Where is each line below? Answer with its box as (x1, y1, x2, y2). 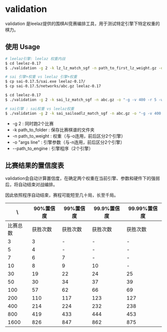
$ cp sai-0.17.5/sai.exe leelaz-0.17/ (5, 79, 85, 84)
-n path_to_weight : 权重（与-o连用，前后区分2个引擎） (12, 133, 126, 139)
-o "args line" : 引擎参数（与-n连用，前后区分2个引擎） (12, 139, 125, 145)
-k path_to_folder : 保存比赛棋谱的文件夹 (12, 127, 95, 133)
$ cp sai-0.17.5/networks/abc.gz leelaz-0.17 (5, 83, 101, 89)
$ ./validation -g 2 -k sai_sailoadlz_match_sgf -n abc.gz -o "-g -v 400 (5, 111, 162, 116)
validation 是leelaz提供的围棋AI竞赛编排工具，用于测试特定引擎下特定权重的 (5, 20, 160, 26)
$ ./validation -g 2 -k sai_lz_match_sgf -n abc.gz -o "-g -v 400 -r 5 (5, 97, 157, 102)
